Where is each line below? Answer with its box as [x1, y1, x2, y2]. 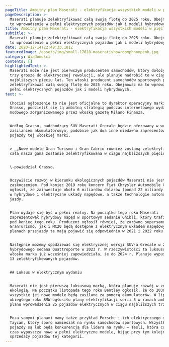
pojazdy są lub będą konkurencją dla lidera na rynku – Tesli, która [10, 325, 158, 330]
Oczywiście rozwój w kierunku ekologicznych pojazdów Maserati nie [10, 178, 154, 183]
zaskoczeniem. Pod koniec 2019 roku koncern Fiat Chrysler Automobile [10, 183, 161, 188]
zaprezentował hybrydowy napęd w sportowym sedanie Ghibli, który [10, 215, 152, 220]
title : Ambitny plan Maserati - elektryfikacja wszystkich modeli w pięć [5, 26, 163, 31]
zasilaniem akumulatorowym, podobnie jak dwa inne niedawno [10, 128, 138, 133]
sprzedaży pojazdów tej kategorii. [10, 334, 84, 339]
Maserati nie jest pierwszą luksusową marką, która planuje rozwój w [10, 283, 158, 288]
